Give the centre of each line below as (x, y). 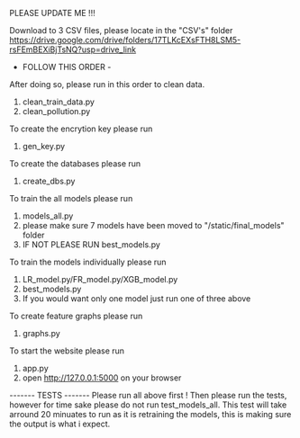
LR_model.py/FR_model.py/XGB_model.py (100, 279)
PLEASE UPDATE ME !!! (53, 13)
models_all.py (48, 216)
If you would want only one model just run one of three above (136, 299)
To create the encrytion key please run (81, 129)
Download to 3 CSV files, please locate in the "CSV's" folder (121, 30)
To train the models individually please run (88, 262)
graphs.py (41, 333)
